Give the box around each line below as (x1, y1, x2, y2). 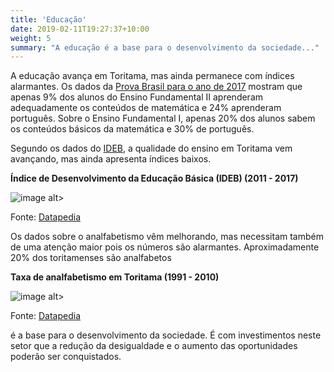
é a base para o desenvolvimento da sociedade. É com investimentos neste (10, 329, 322, 341)
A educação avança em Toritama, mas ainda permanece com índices (10, 70, 295, 82)
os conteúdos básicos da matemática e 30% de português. (10, 123, 255, 135)
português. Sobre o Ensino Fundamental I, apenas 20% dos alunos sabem (10, 112, 316, 125)
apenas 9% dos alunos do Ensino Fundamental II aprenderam (10, 91, 264, 103)
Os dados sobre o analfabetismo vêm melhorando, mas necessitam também (10, 231, 324, 243)
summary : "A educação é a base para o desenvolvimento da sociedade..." (10, 42, 320, 53)
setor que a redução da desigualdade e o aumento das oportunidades (10, 340, 298, 352)
